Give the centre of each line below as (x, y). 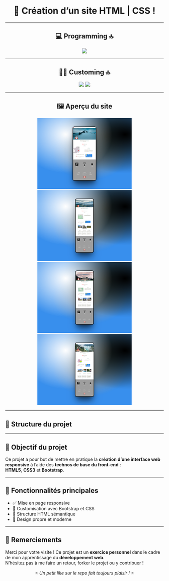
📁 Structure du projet (38, 424)
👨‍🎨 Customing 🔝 (84, 72)
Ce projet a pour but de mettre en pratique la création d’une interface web (83, 459)
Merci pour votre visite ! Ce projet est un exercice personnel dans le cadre (83, 552)
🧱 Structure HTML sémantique (44, 514)
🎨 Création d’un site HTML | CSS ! (84, 11)
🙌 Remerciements (33, 540)
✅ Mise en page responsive (41, 503)
